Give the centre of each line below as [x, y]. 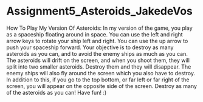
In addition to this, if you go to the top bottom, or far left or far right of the [98, 80]
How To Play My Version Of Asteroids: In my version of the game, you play [99, 28]
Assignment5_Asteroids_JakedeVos [99, 11]
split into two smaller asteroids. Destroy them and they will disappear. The [99, 66]
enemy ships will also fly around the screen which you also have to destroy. [101, 73]
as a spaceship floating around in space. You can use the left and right [95, 34]
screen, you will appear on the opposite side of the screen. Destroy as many [102, 86]
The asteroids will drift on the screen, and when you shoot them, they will [98, 60]
